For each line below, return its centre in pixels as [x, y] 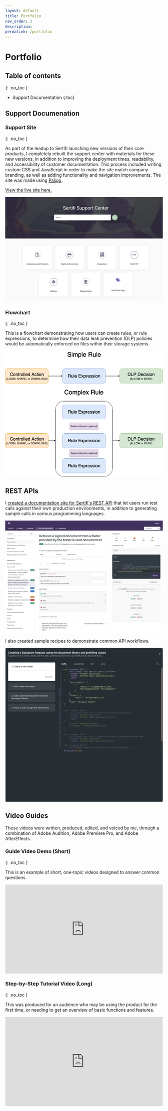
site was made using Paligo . [34, 180]
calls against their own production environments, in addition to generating [81, 508]
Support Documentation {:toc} [43, 97]
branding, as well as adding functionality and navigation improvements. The [83, 175]
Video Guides [27, 816]
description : [19, 27]
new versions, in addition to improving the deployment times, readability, [80, 159]
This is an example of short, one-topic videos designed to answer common [82, 872]
